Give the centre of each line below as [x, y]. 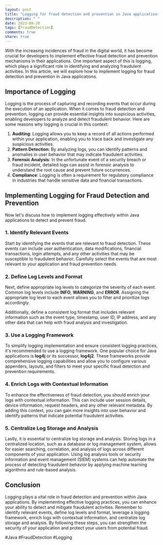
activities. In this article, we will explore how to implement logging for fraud [80, 71]
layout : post [18, 9]
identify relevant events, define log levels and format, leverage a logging [77, 512]
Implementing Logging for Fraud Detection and [77, 196]
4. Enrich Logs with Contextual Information [57, 384]
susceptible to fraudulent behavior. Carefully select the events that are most [81, 259]
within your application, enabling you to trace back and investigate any [83, 139]
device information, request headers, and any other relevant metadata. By [79, 405]
